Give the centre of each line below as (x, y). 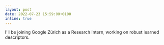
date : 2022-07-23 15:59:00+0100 (38, 14)
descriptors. (17, 37)
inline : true (18, 18)
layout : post (18, 9)
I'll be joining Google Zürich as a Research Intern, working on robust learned (82, 32)
